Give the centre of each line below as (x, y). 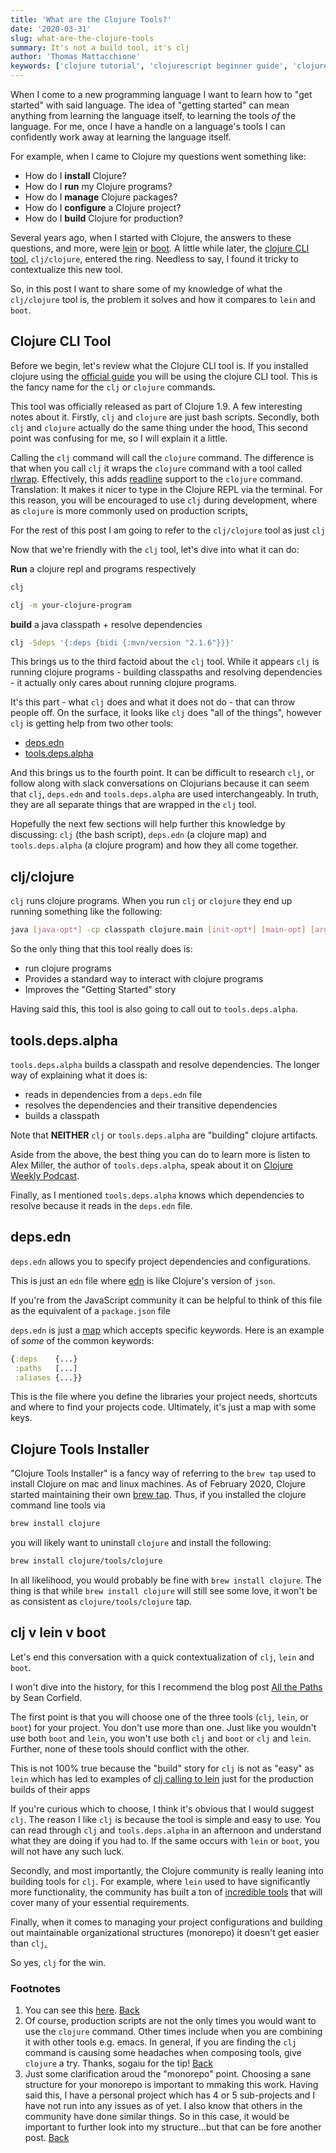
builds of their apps (50, 1789)
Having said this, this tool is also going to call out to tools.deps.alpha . (154, 1009)
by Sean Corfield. (46, 1697)
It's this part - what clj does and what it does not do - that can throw (153, 702)
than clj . (29, 1943)
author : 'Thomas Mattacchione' (75, 57)
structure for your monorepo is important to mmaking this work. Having (171, 2085)
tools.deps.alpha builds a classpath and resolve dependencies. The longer (165, 1064)
